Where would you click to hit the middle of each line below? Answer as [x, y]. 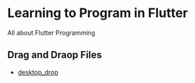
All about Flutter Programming [52, 33]
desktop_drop [38, 72]
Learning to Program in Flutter [98, 13]
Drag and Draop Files [55, 55]
